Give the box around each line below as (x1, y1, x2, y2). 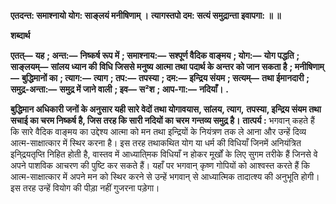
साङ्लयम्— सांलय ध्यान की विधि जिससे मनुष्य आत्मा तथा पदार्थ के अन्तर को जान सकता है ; (10, 61, 293, 72)
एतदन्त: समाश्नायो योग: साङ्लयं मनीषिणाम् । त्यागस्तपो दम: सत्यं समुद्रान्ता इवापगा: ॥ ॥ (10, 10, 282, 21)
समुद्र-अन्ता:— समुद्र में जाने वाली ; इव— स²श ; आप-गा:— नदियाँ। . (10, 83, 229, 95)
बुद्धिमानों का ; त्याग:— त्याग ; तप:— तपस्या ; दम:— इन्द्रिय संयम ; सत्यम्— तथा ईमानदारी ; (21, 72, 310, 84)
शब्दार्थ (10, 30, 31, 41)
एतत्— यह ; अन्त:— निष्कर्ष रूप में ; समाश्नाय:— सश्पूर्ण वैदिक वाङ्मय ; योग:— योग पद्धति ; (10, 50, 300, 61)
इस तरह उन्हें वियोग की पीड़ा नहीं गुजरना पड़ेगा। (10, 182, 160, 194)
